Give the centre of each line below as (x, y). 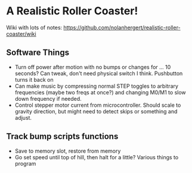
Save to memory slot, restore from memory (68, 151)
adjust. (23, 118)
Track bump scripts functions (62, 136)
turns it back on (34, 79)
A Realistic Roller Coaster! (72, 11)
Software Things (38, 53)
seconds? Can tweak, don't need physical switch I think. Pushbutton (99, 73)
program (25, 163)
